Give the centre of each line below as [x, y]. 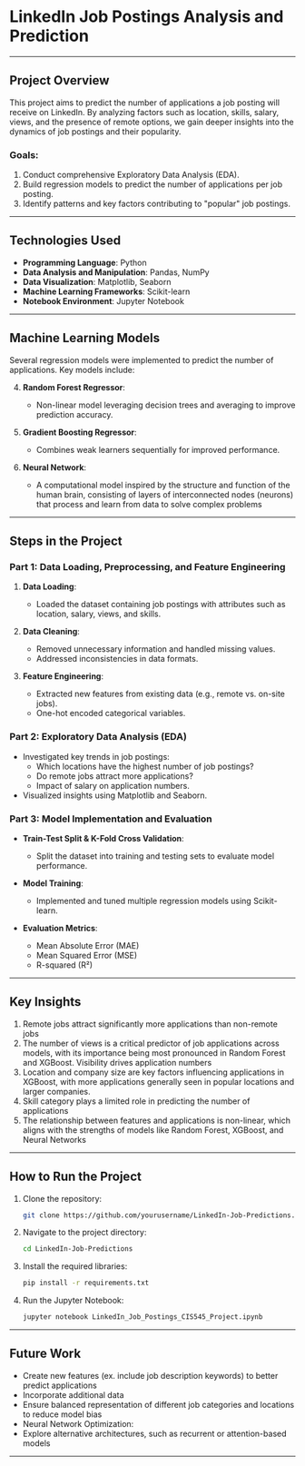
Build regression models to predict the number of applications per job [152, 184]
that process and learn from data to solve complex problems [149, 504]
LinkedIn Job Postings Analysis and [147, 17]
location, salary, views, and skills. [98, 614]
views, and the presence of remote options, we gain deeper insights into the [152, 122]
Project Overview [59, 80]
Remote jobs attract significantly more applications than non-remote [150, 1024]
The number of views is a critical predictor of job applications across [151, 1043]
